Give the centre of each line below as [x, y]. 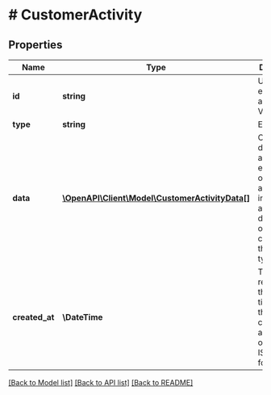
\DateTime [82, 317]
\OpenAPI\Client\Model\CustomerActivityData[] [156, 198]
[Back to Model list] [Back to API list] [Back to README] [101, 382]
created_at [33, 317]
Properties [35, 45]
